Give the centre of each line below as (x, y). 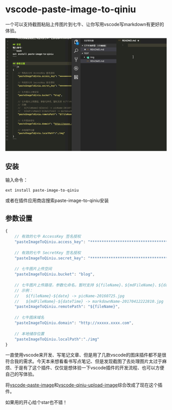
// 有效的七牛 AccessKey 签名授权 (48, 237)
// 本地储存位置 (29, 334)
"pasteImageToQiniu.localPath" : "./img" (57, 339)
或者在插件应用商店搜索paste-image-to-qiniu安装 (57, 200)
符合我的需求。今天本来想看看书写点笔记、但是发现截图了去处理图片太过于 (84, 361)
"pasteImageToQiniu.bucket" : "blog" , (55, 274)
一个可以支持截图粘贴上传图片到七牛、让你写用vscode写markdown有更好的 (85, 24)
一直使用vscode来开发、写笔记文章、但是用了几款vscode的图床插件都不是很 (86, 355)
